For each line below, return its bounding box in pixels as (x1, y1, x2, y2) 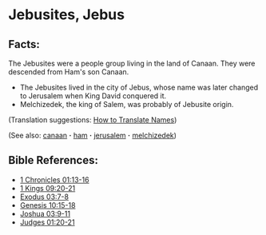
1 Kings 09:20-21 (19, 183, 76, 193)
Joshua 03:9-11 (19, 209, 70, 218)
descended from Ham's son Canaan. (8, 67, 129, 77)
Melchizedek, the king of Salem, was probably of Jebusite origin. (19, 100, 234, 109)
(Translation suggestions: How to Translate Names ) (8, 115, 177, 125)
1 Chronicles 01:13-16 (19, 174, 89, 185)
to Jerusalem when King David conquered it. (19, 91, 167, 101)
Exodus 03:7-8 (19, 192, 69, 201)
